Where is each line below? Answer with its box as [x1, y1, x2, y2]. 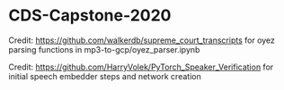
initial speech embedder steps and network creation [8, 70, 201, 81]
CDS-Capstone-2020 [8, 5, 172, 26]
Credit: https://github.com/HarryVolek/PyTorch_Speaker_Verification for [8, 61, 274, 72]
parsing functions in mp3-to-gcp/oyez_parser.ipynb [8, 44, 200, 54]
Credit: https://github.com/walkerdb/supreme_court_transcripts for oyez [8, 35, 276, 45]
